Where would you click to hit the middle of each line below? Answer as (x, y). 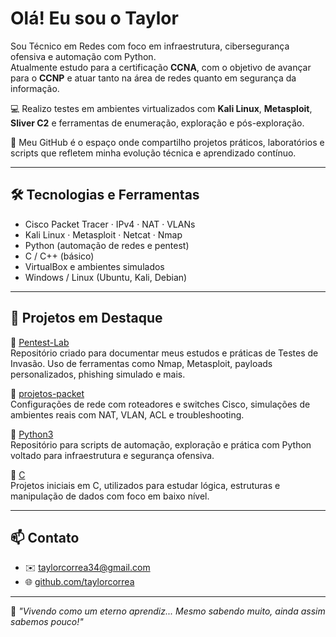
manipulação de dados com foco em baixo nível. (110, 496)
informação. (35, 88)
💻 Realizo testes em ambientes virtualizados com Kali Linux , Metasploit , (161, 108)
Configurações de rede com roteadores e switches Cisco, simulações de (160, 404)
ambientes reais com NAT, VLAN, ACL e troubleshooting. (127, 414)
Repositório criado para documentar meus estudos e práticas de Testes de (164, 353)
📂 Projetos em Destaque (86, 318)
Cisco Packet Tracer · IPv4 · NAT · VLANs (110, 224)
